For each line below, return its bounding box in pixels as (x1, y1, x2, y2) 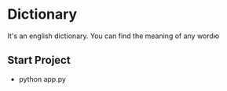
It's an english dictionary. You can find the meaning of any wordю (7, 31, 220, 40)
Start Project (7, 54, 71, 67)
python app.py (18, 74, 66, 83)
